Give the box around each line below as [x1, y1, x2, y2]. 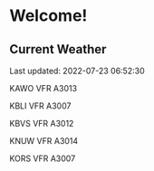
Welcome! [9, 5, 88, 26]
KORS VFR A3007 [9, 153, 76, 164]
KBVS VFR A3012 [9, 119, 74, 128]
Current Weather [9, 42, 107, 57]
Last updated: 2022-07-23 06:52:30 [9, 65, 145, 76]
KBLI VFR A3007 [9, 100, 72, 111]
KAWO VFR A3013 [9, 83, 78, 93]
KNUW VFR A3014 [9, 136, 79, 146]
